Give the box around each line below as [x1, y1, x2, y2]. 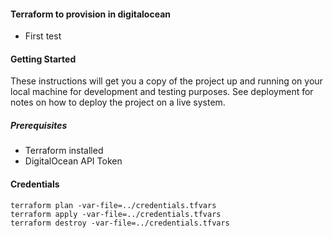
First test [24, 30, 62, 42]
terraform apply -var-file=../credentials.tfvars [10, 209, 222, 219]
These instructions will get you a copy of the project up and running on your [10, 75, 323, 87]
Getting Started [10, 53, 77, 65]
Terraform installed [24, 145, 104, 157]
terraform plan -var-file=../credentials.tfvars [10, 200, 217, 210]
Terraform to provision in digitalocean [10, 8, 171, 20]
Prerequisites [10, 120, 68, 131]
